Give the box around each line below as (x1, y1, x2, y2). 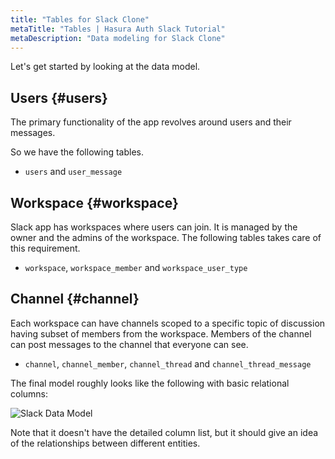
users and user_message (24, 166, 123, 178)
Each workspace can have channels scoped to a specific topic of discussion (10, 317, 326, 329)
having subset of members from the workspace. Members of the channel (10, 327, 312, 340)
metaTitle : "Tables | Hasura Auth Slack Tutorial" (10, 24, 226, 34)
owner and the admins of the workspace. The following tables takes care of (10, 232, 322, 243)
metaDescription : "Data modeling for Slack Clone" (10, 33, 226, 43)
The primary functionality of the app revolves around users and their (10, 116, 292, 128)
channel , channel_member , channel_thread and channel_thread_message (24, 357, 312, 370)
